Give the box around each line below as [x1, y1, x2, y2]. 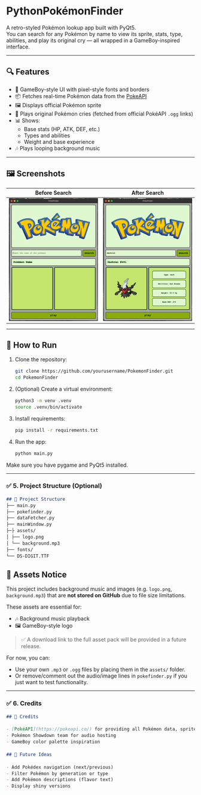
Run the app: [14, 438, 47, 445]
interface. [6, 43, 30, 50]
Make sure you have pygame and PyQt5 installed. [6, 461, 129, 468]
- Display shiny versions [6, 783, 71, 789]
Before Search [35, 189, 72, 197]
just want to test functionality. [14, 679, 88, 686]
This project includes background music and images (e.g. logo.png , [6, 585, 172, 593]
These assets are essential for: [6, 603, 82, 610]
